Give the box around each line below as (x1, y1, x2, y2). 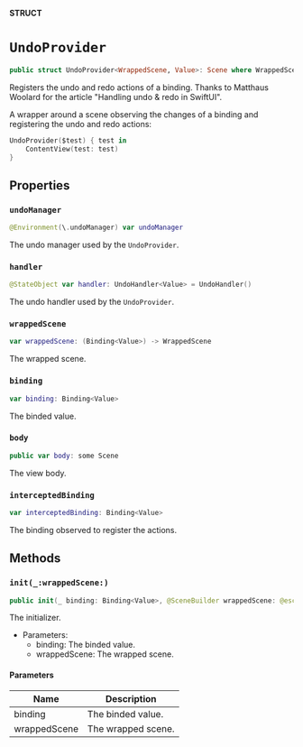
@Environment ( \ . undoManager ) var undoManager (9, 223, 183, 233)
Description (105, 692, 157, 705)
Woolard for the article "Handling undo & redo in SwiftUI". (9, 91, 223, 102)
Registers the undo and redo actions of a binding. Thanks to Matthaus (9, 81, 269, 93)
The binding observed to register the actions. (9, 524, 178, 535)
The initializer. (9, 613, 61, 623)
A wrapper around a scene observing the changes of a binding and (9, 108, 259, 120)
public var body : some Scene (9, 451, 119, 460)
